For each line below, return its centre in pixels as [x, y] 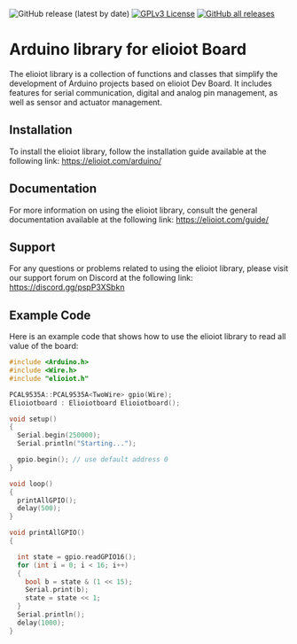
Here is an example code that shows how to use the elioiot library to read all [148, 337]
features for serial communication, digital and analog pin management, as [144, 92]
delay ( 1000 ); [41, 623]
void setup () [33, 419]
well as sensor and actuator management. [86, 102]
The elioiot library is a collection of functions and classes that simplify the [144, 74]
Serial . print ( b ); [57, 590]
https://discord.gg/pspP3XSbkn [67, 287]
